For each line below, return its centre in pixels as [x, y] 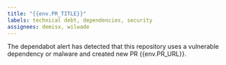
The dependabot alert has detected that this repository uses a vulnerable [113, 47]
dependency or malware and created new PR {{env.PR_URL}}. [97, 54]
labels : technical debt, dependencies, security [80, 20]
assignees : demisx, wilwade [49, 27]
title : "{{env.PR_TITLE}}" [47, 14]
